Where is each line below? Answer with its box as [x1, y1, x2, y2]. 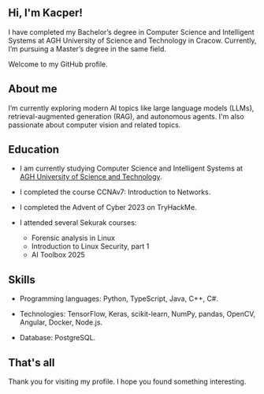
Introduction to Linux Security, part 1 [31, 242, 150, 251]
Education [8, 143, 60, 156]
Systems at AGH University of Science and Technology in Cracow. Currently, [8, 36, 257, 45]
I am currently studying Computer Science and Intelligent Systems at [19, 163, 243, 173]
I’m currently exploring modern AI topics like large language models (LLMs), [8, 103, 255, 113]
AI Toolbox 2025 [31, 250, 85, 260]
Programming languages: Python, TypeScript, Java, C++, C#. [19, 294, 219, 303]
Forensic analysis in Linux [31, 233, 116, 243]
